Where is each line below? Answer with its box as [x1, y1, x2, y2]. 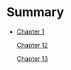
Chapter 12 [16, 41, 48, 49]
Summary [6, 4, 64, 20]
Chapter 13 [16, 54, 48, 63]
